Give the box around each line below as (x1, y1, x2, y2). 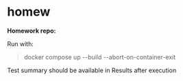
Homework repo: (7, 27, 56, 35)
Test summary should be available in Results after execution (7, 66, 177, 74)
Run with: (7, 39, 34, 48)
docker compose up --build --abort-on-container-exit (23, 52, 176, 61)
